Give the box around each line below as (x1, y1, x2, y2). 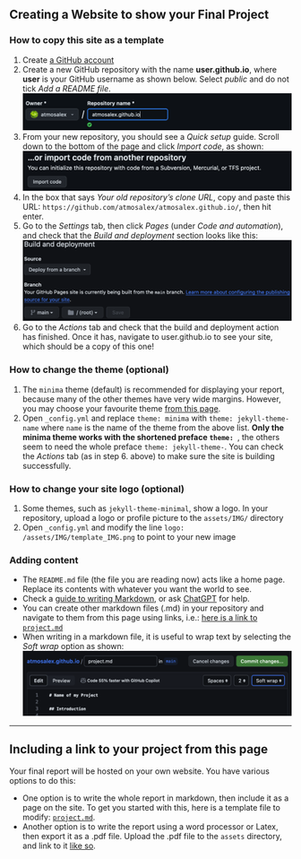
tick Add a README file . (21, 82, 111, 93)
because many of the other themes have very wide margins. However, (21, 394, 281, 404)
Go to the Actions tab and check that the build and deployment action (21, 322, 279, 333)
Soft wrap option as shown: (21, 641, 125, 652)
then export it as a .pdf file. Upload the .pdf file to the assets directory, (21, 830, 282, 841)
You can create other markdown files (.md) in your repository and (21, 603, 264, 613)
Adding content (9, 554, 79, 566)
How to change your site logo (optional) (9, 482, 185, 495)
